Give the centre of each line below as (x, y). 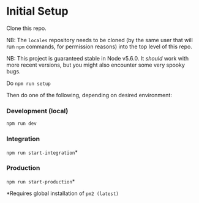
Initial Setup (37, 11)
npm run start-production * (41, 181)
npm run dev (21, 124)
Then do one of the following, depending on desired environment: (89, 95)
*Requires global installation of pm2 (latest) (63, 193)
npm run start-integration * (42, 152)
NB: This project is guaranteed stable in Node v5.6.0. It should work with (98, 58)
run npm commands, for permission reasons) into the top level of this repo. (99, 46)
